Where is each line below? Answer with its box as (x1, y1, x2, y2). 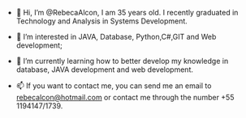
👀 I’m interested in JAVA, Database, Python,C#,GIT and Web (15, 32, 217, 41)
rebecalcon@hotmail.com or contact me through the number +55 (15, 93, 235, 102)
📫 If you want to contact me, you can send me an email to (15, 81, 212, 91)
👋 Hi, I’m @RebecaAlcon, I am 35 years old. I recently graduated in (15, 8, 239, 17)
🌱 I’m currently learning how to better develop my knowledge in (15, 57, 229, 65)
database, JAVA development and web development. (15, 65, 193, 74)
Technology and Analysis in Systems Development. (15, 16, 188, 26)
